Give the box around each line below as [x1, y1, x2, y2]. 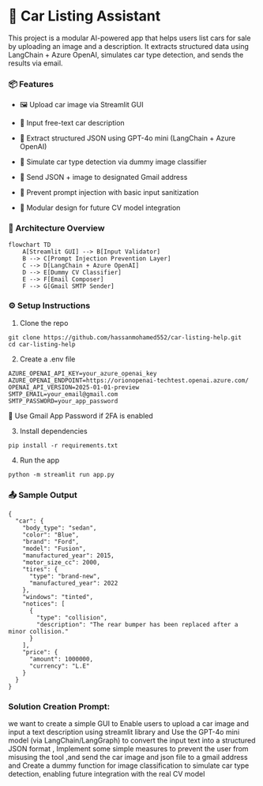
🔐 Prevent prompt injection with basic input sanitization [19, 188, 199, 197]
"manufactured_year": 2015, [22, 552, 115, 560]
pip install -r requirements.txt [8, 441, 118, 449]
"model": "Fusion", [22, 545, 87, 553]
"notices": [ [22, 600, 66, 608]
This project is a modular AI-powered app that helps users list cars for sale [8, 33, 251, 43]
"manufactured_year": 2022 [28, 579, 118, 587]
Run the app [19, 455, 60, 465]
